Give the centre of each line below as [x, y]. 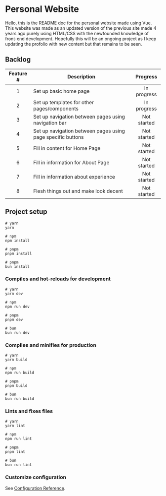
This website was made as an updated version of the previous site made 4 [81, 28]
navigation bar [50, 123]
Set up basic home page [62, 91]
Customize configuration [36, 477]
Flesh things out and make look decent [78, 191]
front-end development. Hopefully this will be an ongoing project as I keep [81, 39]
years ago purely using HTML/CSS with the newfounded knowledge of [77, 33]
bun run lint [19, 465]
